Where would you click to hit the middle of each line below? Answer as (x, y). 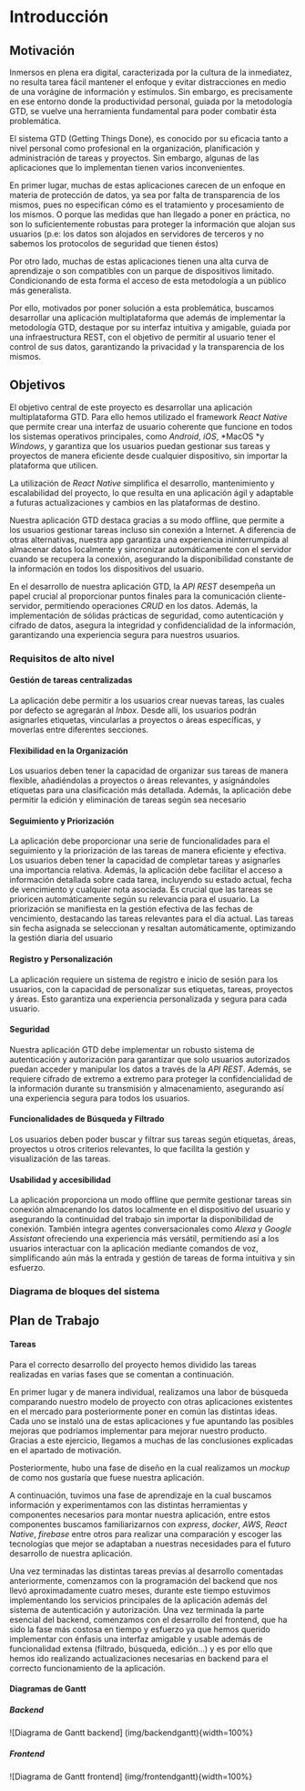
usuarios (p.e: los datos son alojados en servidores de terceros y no (137, 234)
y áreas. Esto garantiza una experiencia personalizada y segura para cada (148, 999)
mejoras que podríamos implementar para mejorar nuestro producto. (138, 1430)
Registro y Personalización (61, 958)
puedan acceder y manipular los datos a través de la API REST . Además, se (151, 1069)
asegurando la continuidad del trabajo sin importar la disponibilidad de (142, 1220)
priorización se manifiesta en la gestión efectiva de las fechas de (131, 909)
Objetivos (37, 385)
